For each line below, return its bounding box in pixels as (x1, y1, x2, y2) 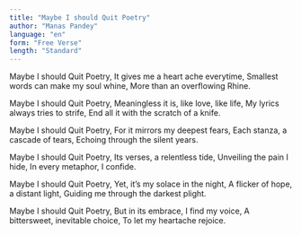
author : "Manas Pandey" (9, 22, 99, 30)
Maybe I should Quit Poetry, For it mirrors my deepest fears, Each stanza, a (9, 125, 288, 135)
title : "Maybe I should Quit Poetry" (9, 13, 151, 22)
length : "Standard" (9, 47, 83, 56)
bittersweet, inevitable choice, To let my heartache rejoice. (9, 215, 226, 226)
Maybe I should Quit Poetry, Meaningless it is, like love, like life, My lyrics (9, 98, 280, 109)
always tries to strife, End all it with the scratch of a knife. (9, 108, 221, 118)
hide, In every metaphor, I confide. (9, 161, 137, 172)
